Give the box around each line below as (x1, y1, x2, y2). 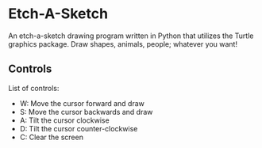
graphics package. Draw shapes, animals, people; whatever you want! (8, 39, 238, 48)
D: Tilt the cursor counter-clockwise (19, 123, 138, 133)
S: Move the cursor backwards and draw (19, 107, 153, 116)
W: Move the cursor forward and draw (19, 98, 145, 108)
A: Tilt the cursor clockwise (19, 116, 110, 125)
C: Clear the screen (19, 132, 83, 142)
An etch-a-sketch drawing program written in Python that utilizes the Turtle (8, 31, 254, 40)
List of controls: (8, 83, 60, 93)
